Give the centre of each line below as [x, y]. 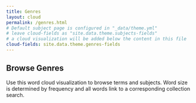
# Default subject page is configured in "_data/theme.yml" [82, 28]
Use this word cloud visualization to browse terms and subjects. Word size [97, 82]
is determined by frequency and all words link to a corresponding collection [98, 88]
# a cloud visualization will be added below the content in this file [96, 39]
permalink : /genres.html [37, 22]
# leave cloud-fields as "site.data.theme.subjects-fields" [82, 34]
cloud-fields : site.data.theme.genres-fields [63, 45]
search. [15, 95]
